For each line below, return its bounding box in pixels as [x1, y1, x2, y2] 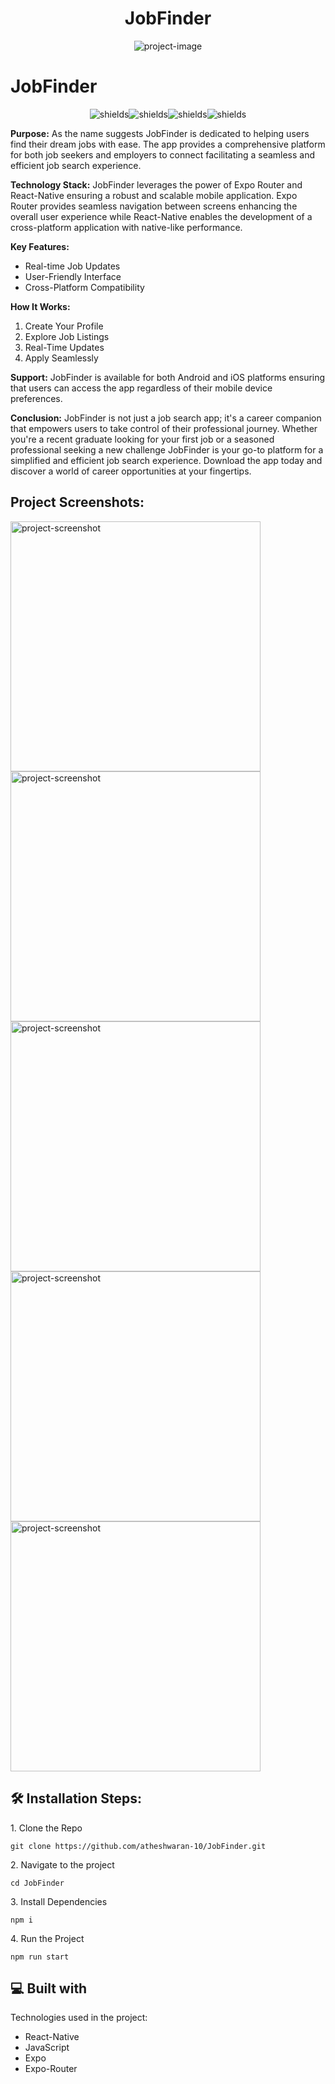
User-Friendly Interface [24, 270, 122, 282]
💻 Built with [10, 1980, 88, 1997]
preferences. [10, 392, 63, 404]
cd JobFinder [10, 1878, 65, 1888]
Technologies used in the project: [10, 2012, 148, 2024]
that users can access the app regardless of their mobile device [10, 382, 273, 394]
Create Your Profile [24, 320, 104, 332]
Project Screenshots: [10, 494, 145, 511]
